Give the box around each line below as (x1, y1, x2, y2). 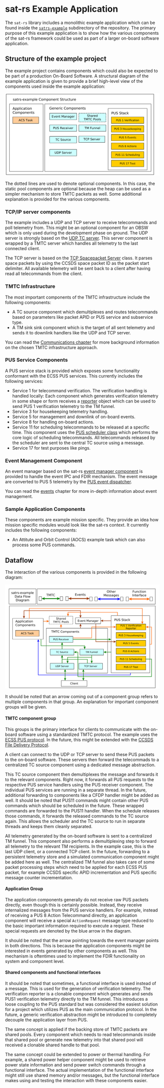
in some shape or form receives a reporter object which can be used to (12, 398, 156, 404)
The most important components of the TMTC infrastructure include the (5, 294, 150, 300)
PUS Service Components (5, 356, 68, 363)
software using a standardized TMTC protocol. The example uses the (18, 732, 158, 737)
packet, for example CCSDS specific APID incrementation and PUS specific (5, 869, 157, 875)
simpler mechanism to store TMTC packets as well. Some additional (5, 191, 142, 197)
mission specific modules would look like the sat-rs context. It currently (5, 522, 149, 528)
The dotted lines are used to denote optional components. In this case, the (5, 180, 155, 186)
